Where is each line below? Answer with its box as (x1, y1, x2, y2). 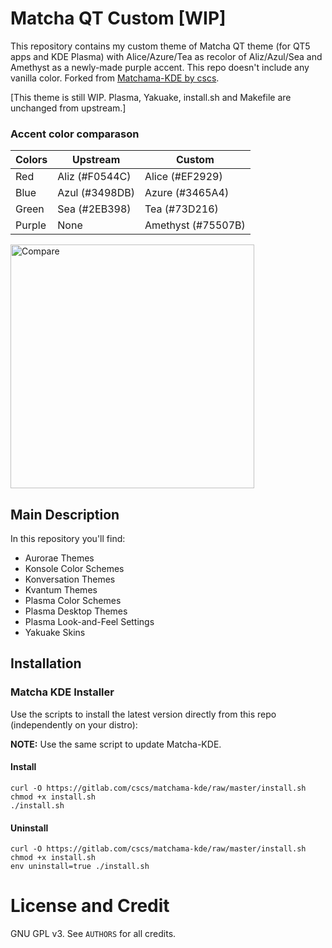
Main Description (10, 506, 120, 523)
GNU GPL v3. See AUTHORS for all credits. (10, 928, 177, 940)
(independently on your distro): (10, 718, 138, 731)
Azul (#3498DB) (57, 186, 135, 200)
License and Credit (10, 895, 170, 917)
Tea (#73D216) (144, 202, 219, 216)
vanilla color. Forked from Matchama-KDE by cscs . (10, 72, 220, 84)
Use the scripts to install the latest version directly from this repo (10, 708, 277, 720)
